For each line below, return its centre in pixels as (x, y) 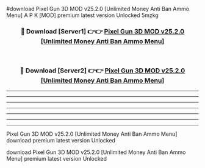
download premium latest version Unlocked (61, 140)
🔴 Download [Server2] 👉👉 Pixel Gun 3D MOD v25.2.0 (103, 71)
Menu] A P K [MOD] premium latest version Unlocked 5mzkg (82, 15)
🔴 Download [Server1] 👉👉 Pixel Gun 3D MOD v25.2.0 (103, 31)
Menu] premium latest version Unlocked (57, 158)
